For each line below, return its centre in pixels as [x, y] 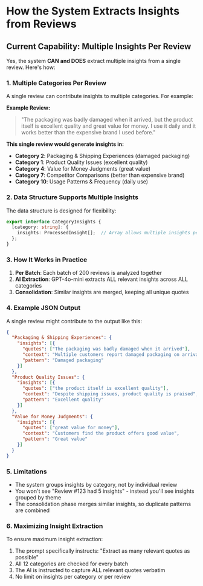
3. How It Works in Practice [47, 260]
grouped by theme [38, 497]
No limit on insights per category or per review [73, 577]
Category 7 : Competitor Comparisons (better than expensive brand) [100, 175]
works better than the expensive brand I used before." [88, 133]
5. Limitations [27, 472]
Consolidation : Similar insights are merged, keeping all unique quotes [102, 292]
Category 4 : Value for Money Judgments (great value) [83, 169]
